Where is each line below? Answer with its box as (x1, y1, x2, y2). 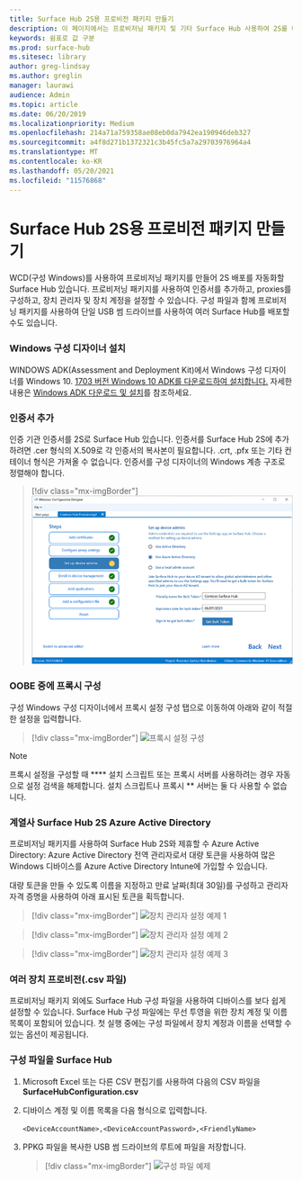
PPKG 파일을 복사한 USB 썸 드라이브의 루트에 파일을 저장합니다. (22, 1141, 247, 1152)
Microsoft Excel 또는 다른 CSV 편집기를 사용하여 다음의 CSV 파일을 (22, 1076, 261, 1086)
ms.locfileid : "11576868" (9, 176, 106, 185)
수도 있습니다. (9, 318, 58, 329)
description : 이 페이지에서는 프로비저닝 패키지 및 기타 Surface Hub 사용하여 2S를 (9, 23, 289, 33)
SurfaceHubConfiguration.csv (22, 1085, 139, 1097)
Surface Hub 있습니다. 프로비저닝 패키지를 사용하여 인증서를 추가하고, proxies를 (9, 284, 292, 294)
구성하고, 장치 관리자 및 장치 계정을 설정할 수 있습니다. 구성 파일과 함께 (9, 295, 256, 306)
